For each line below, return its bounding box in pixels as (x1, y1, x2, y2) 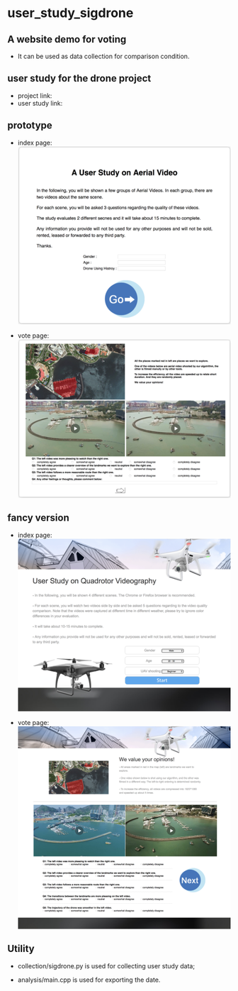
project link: (17, 91, 52, 100)
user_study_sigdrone (7, 5, 134, 21)
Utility (7, 943, 35, 955)
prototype (7, 119, 53, 132)
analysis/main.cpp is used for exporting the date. (17, 975, 161, 984)
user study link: (17, 99, 63, 107)
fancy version (7, 512, 69, 524)
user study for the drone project (7, 72, 152, 84)
